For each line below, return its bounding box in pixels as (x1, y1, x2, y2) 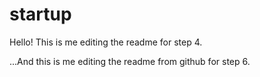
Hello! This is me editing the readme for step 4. (9, 36, 203, 48)
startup (9, 3, 72, 26)
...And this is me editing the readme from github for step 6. (9, 55, 251, 67)
